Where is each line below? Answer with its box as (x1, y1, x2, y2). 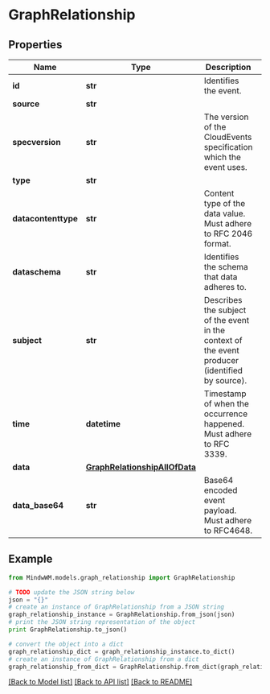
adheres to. (203, 282, 247, 292)
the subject (203, 304, 247, 316)
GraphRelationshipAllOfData (85, 461, 197, 473)
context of (203, 335, 243, 345)
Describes (203, 295, 243, 305)
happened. (203, 419, 245, 429)
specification (203, 142, 253, 152)
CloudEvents (203, 131, 252, 143)
